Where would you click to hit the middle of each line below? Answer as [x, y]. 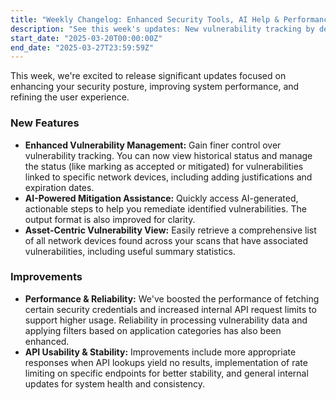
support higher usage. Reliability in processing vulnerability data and [166, 320]
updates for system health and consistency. [115, 383]
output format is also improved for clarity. [110, 219]
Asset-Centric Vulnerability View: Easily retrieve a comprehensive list [170, 230]
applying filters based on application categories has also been [153, 330]
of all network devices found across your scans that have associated [166, 240]
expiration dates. [59, 187]
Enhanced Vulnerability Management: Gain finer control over [153, 145]
